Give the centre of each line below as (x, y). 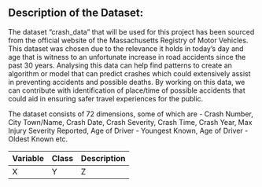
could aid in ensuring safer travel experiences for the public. (106, 98)
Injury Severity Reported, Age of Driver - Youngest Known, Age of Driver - (128, 130)
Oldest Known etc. (38, 139)
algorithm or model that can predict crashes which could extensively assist (129, 73)
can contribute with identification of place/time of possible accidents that (127, 90)
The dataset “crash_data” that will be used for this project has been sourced (131, 31)
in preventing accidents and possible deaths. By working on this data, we (127, 82)
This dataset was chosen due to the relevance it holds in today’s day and (126, 48)
